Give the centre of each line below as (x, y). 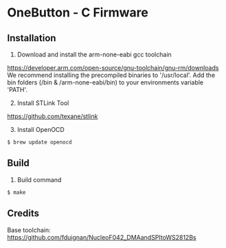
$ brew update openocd (39, 142)
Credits (23, 213)
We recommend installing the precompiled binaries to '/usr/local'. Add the (111, 75)
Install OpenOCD (41, 129)
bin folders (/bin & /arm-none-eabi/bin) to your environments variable (105, 82)
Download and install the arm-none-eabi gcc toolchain (94, 54)
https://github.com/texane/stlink (53, 116)
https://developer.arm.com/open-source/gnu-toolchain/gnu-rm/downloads (113, 68)
